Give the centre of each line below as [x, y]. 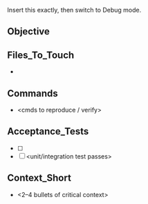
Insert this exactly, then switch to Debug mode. [74, 10]
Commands [33, 93]
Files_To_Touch [41, 55]
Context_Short [39, 178]
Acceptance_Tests [48, 131]
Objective [29, 31]
